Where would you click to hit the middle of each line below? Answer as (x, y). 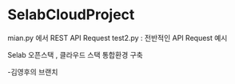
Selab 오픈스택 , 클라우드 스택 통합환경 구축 (75, 54)
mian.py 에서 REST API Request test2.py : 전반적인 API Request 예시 (117, 38)
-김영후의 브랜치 (33, 72)
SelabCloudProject (71, 15)
